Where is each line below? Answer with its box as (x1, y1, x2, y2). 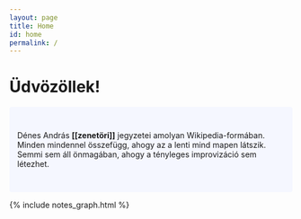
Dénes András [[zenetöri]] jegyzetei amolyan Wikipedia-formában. (17, 130, 265, 141)
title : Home (9, 22, 54, 31)
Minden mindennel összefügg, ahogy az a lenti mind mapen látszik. (17, 140, 267, 151)
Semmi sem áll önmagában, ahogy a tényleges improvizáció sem (17, 149, 258, 160)
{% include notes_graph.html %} (9, 199, 130, 211)
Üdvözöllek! (9, 77, 101, 97)
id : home (9, 30, 42, 39)
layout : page (9, 13, 58, 22)
